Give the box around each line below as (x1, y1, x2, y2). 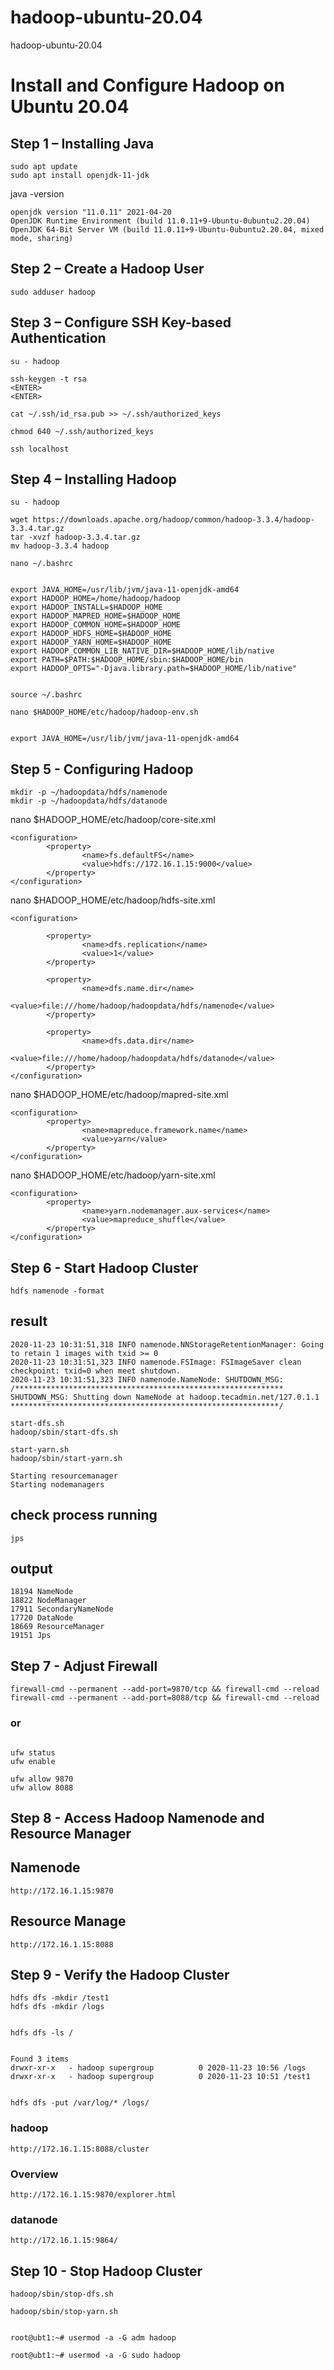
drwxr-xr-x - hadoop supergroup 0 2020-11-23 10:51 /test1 (10, 2072, 311, 2082)
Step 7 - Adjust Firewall (10, 1657, 158, 1675)
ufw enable (10, 1756, 56, 1766)
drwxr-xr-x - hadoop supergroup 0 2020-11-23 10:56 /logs (10, 2063, 307, 2073)
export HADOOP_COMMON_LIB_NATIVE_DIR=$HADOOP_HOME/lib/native (10, 646, 275, 656)
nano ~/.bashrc (10, 559, 74, 569)
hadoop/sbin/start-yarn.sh (10, 1453, 123, 1463)
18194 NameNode (10, 1587, 74, 1597)
